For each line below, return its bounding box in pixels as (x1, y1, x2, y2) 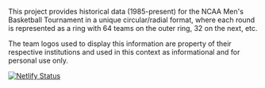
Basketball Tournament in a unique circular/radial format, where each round (8, 15, 255, 25)
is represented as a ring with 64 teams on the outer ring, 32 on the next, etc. (8, 24, 258, 33)
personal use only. (8, 55, 69, 65)
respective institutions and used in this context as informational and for (8, 48, 240, 56)
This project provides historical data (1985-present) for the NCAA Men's (8, 7, 244, 16)
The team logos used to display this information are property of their (8, 39, 232, 48)
